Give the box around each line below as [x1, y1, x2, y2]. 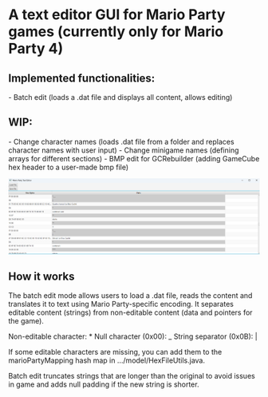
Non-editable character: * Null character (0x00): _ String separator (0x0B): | [8, 331, 258, 341]
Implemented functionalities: [8, 71, 156, 85]
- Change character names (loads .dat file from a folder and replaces [8, 137, 235, 146]
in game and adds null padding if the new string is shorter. [8, 379, 199, 389]
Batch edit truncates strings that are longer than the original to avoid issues [8, 371, 255, 381]
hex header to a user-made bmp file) [8, 162, 129, 172]
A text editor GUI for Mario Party [8, 6, 226, 24]
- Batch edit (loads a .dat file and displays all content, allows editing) [8, 93, 233, 101]
